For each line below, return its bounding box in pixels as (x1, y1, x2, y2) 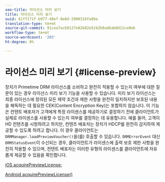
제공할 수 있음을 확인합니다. (14, 152, 67, 158)
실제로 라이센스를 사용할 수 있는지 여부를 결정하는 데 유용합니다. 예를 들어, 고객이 (5, 115, 160, 121)
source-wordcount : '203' (5, 35, 56, 40)
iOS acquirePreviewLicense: (5, 162, 63, 168)
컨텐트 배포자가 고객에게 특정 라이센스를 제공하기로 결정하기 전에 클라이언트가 (10, 108, 159, 114)
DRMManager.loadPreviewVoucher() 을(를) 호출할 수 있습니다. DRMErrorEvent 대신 (5, 133, 161, 139)
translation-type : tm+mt (5, 21, 56, 26)
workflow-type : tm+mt (5, 30, 50, 35)
